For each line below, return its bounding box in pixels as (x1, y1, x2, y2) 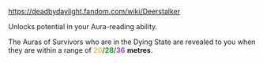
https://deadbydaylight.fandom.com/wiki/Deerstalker (8, 7, 180, 16)
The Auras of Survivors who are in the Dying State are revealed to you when (8, 37, 256, 46)
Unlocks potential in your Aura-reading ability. (8, 22, 158, 31)
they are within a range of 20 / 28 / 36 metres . (8, 46, 153, 54)
